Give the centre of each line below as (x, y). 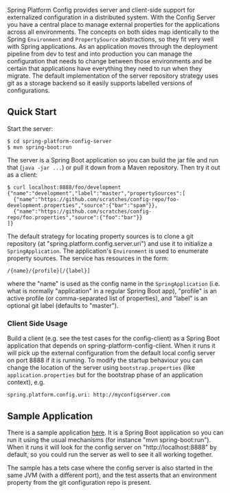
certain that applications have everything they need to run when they (105, 69)
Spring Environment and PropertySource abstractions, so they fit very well (111, 39)
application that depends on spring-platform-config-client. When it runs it (111, 346)
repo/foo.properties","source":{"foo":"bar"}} (75, 217)
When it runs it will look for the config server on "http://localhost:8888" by (112, 447)
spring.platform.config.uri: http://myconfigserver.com (89, 395)
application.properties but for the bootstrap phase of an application (105, 375)
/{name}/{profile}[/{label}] (49, 271)
